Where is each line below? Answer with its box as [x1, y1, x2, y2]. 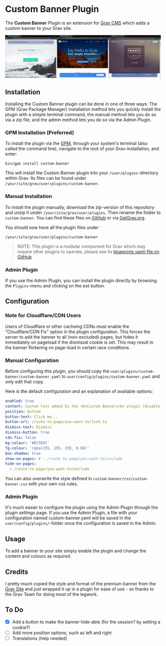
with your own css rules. [28, 481, 78, 487]
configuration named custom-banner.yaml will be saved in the [5, 515, 131, 521]
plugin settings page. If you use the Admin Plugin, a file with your [5, 510, 137, 516]
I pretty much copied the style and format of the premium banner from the [5, 581, 156, 587]
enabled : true [5, 398, 35, 403]
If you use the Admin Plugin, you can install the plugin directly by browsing [5, 277, 157, 284]
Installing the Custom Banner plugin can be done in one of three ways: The [5, 101, 158, 107]
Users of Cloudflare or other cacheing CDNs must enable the [5, 323, 129, 329]
